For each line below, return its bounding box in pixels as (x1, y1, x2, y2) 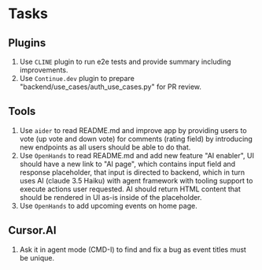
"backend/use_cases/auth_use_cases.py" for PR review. (19, 82, 202, 91)
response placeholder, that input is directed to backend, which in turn (19, 167, 245, 177)
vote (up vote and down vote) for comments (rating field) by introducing (19, 134, 253, 143)
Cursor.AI (8, 224, 57, 237)
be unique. (19, 253, 55, 262)
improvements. (19, 65, 68, 75)
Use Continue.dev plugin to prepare (19, 74, 135, 83)
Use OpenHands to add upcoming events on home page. (19, 201, 198, 210)
